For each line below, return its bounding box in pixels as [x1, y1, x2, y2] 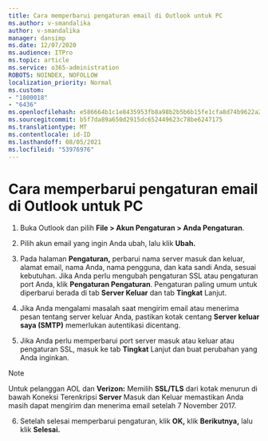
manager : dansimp [8, 34, 66, 42]
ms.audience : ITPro [8, 49, 73, 57]
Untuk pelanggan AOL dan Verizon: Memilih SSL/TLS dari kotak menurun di [8, 384, 258, 394]
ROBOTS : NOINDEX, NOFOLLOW [8, 71, 98, 79]
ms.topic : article [8, 57, 69, 65]
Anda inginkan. [19, 353, 69, 363]
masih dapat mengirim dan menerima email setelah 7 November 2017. [8, 401, 237, 411]
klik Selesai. [19, 425, 61, 435]
